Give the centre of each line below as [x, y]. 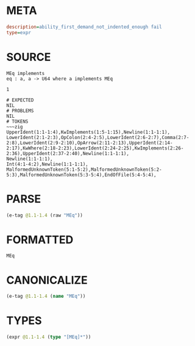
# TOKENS [17, 121]
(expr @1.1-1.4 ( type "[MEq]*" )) [49, 337]
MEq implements [26, 73]
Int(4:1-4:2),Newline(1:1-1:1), [47, 164]
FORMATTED [40, 240]
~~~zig [15, 127]
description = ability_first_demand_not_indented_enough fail [84, 27]
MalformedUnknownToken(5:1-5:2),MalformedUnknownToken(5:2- [84, 169]
